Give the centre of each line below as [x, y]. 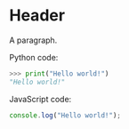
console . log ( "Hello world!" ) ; [65, 115]
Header [37, 16]
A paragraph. [33, 40]
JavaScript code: [40, 99]
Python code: [34, 57]
